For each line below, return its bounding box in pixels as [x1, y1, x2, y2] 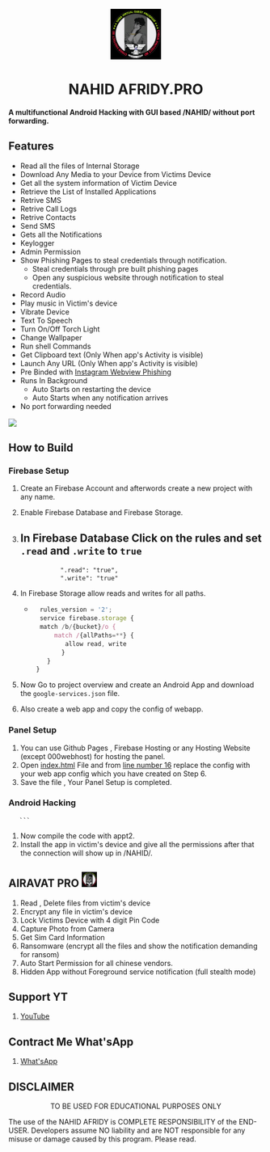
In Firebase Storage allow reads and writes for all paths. [19, 589, 206, 598]
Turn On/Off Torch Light [19, 324, 100, 334]
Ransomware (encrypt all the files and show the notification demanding [19, 941, 258, 951]
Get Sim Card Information [19, 932, 105, 942]
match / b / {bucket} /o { [39, 623, 116, 631]
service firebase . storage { [39, 614, 135, 622]
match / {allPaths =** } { [53, 631, 135, 639]
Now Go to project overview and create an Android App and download [19, 680, 255, 690]
